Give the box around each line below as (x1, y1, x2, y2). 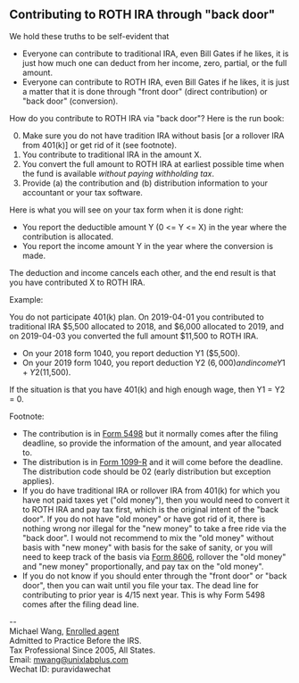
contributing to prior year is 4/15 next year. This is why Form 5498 (21, 589, 266, 600)
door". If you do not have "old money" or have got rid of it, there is (21, 513, 266, 524)
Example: (9, 294, 44, 304)
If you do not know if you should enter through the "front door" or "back (21, 571, 287, 581)
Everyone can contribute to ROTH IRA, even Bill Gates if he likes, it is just (21, 76, 290, 87)
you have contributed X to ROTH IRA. (9, 277, 145, 287)
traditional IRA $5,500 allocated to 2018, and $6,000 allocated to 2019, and (9, 321, 284, 331)
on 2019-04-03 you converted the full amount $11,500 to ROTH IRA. (9, 330, 259, 341)
